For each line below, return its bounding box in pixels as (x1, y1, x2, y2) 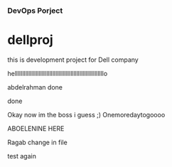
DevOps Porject (7, 6, 63, 16)
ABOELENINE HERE (7, 124, 65, 133)
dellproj (7, 32, 53, 48)
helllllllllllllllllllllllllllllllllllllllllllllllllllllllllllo (7, 69, 108, 77)
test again (7, 151, 37, 160)
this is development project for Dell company (7, 55, 139, 64)
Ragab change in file (7, 138, 68, 146)
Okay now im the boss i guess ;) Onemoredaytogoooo (7, 110, 166, 119)
